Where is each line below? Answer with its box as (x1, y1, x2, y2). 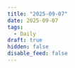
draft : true (7, 37, 42, 44)
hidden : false (7, 43, 50, 50)
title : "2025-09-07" (7, 10, 69, 18)
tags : (7, 23, 23, 30)
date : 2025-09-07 (7, 17, 59, 24)
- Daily (13, 30, 37, 38)
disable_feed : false (7, 50, 69, 57)
